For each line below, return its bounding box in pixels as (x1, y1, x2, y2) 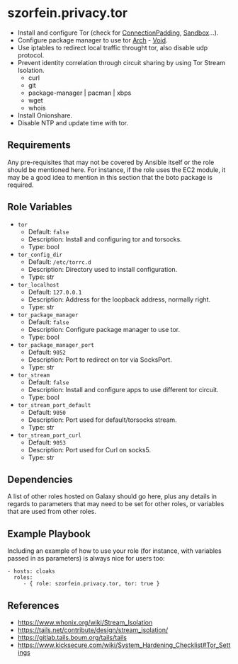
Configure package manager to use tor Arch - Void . (17, 35, 168, 44)
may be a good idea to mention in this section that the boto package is (7, 173, 213, 181)
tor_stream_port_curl (17, 432, 81, 439)
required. (7, 181, 34, 189)
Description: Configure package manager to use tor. (28, 325, 181, 333)
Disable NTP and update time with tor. (17, 118, 129, 127)
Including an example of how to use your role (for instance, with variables (7, 546, 222, 555)
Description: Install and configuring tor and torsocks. (28, 235, 182, 244)
